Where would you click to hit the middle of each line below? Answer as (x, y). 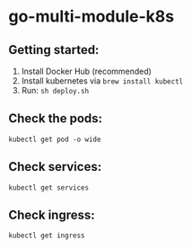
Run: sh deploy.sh (55, 90)
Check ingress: (52, 215)
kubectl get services (49, 187)
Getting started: (54, 50)
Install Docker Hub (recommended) (86, 71)
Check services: (55, 167)
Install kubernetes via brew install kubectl (102, 81)
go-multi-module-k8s (92, 17)
